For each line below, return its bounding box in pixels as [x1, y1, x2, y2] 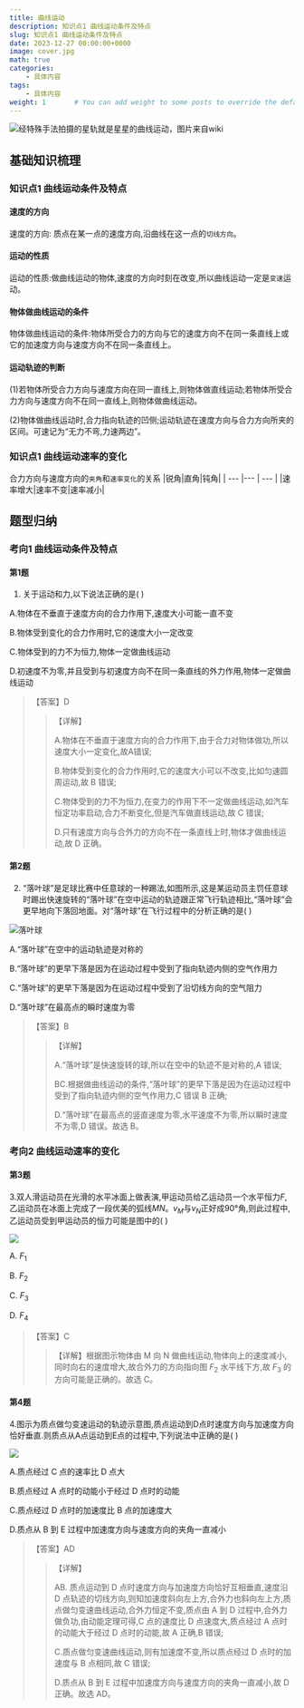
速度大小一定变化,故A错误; [53, 746, 152, 757]
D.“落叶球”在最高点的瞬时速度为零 [9, 1001, 136, 1012]
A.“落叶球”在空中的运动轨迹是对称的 [9, 944, 144, 955]
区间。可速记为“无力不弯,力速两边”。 [9, 425, 147, 436]
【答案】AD [31, 1543, 75, 1554]
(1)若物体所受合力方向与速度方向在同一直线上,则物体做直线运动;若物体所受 [9, 383, 285, 394]
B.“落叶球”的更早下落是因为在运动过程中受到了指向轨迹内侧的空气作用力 [9, 963, 278, 974]
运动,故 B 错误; [62, 777, 117, 788]
